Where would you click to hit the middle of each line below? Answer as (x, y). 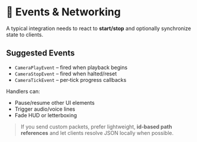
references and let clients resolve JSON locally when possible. (97, 133)
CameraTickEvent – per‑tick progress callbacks (70, 80)
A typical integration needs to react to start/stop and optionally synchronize (99, 28)
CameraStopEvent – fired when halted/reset (65, 74)
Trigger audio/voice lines (45, 109)
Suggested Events (40, 53)
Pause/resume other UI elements (55, 103)
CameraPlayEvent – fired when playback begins (71, 67)
